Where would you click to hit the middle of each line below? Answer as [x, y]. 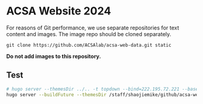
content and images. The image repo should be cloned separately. [89, 34]
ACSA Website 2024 [59, 11]
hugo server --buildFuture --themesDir [56, 94]
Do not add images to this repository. [54, 56]
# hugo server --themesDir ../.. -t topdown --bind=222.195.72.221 [93, 89]
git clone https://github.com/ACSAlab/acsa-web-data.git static [89, 45]
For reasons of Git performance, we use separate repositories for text [93, 28]
